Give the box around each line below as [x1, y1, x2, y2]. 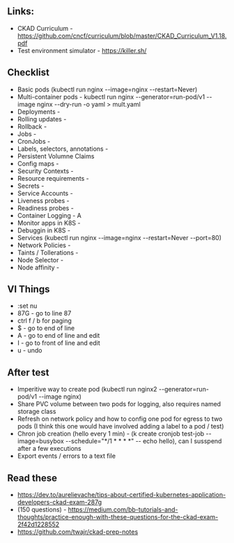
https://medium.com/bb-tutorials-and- [68, 505, 179, 514]
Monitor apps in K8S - [17, 218, 81, 227]
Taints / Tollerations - [17, 248, 79, 257]
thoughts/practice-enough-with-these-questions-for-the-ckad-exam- [17, 513, 219, 521]
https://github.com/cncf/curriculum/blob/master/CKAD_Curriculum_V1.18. [17, 31, 227, 40]
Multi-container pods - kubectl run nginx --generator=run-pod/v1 [17, 92, 205, 101]
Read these [7, 472, 58, 484]
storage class [17, 408, 56, 416]
